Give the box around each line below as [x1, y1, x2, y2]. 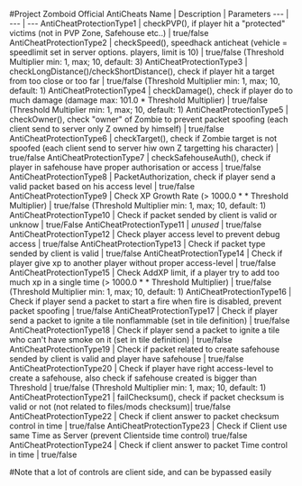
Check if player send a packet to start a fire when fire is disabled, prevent [9, 296, 282, 307]
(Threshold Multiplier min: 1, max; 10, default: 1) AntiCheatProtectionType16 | [9, 287, 292, 297]
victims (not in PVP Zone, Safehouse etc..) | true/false [9, 28, 209, 38]
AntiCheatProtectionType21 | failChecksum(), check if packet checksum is [9, 392, 285, 402]
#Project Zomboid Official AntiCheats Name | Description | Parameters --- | [9, 9, 289, 19]
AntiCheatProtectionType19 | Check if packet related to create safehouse [9, 344, 280, 354]
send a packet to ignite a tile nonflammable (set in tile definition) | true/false [9, 316, 290, 326]
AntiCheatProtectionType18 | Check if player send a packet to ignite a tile [9, 325, 280, 335]
